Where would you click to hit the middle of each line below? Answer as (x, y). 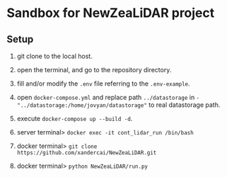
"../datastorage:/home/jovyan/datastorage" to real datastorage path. (118, 105)
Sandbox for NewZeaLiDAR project (111, 13)
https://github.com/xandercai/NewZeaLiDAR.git (87, 153)
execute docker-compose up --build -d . (75, 119)
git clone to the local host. (54, 56)
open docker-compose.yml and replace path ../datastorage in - (108, 97)
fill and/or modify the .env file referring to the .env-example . (103, 84)
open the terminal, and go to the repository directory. (94, 70)
